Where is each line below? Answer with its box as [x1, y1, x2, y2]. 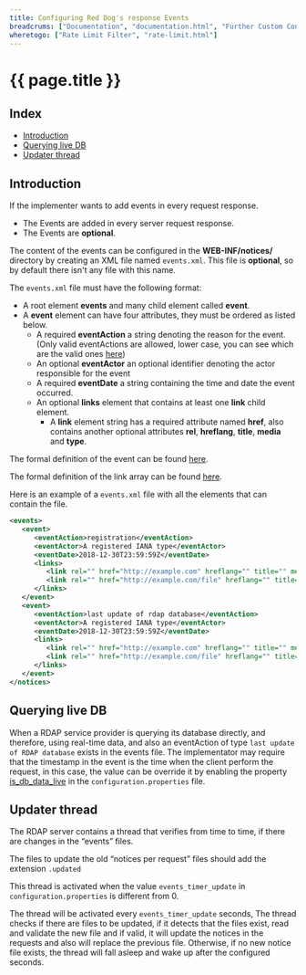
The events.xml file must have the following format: [9, 282, 202, 293]
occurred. [36, 387, 74, 398]
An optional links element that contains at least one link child [36, 397, 266, 408]
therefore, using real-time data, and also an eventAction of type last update [9, 737, 295, 748]
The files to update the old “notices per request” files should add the [9, 854, 267, 865]
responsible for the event [36, 368, 131, 379]
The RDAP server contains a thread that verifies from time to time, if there [9, 826, 285, 837]
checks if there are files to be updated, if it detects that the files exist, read [9, 918, 290, 929]
